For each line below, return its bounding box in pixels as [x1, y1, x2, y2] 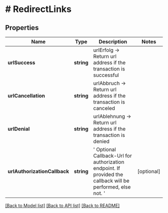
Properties [5, 23, 39, 32]
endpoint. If [93, 165, 120, 171]
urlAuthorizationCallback [7, 168, 69, 174]
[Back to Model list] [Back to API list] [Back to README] [5, 202, 120, 208]
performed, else [93, 183, 131, 190]
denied [93, 138, 110, 144]
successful [93, 71, 119, 78]
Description [98, 38, 127, 45]
